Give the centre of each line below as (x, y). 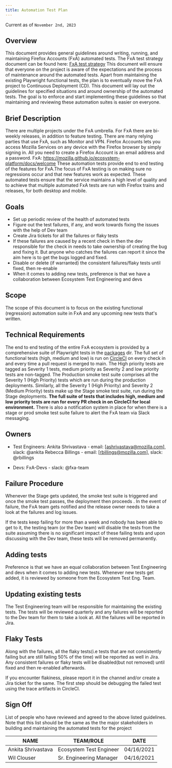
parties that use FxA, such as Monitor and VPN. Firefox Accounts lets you (83, 142)
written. (13, 318)
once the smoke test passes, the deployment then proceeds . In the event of (86, 502)
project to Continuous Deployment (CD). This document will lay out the (80, 86)
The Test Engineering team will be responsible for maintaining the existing (83, 606)
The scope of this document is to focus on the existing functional (74, 308)
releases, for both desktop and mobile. (46, 191)
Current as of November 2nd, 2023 (41, 25)
